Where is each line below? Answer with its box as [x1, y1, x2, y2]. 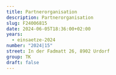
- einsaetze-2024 [12, 37, 56, 43]
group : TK [6, 54, 32, 60]
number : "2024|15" [6, 43, 53, 49]
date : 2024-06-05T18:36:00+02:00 [6, 25, 91, 32]
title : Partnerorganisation [6, 8, 78, 15]
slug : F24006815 [6, 20, 47, 26]
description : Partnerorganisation [6, 15, 94, 21]
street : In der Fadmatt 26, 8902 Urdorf [6, 48, 111, 54]
